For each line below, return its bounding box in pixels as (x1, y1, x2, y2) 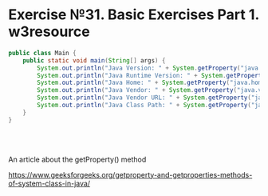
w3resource (8, 22, 90, 41)
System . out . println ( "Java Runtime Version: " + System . (37, 71, 227, 79)
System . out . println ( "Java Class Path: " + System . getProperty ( (37, 102, 251, 110)
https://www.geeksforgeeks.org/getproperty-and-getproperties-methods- (8, 170, 253, 179)
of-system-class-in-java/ (8, 178, 90, 188)
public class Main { (8, 49, 77, 57)
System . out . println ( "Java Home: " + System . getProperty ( (37, 78, 230, 87)
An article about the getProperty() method (8, 154, 147, 164)
